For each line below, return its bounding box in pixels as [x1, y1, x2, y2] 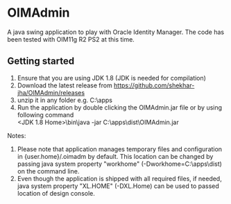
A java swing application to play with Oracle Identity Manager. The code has [7, 28, 224, 36]
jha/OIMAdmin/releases [17, 88, 85, 96]
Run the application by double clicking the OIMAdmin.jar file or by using [17, 103, 223, 112]
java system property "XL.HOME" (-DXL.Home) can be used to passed [17, 182, 220, 190]
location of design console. [17, 189, 96, 197]
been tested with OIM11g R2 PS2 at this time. [7, 35, 135, 43]
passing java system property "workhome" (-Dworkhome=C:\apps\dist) [17, 160, 222, 168]
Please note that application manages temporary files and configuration [17, 144, 223, 153]
